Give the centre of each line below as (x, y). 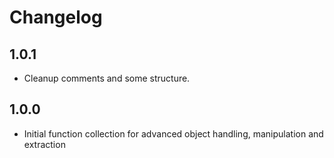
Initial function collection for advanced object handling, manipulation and (173, 133)
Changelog (56, 17)
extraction (44, 144)
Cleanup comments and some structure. (107, 78)
